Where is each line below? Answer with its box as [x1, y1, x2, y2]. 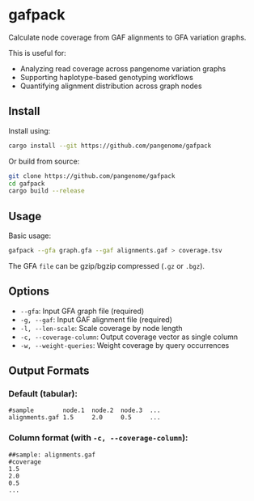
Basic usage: [8, 231, 52, 240]
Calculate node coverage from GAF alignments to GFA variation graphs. [8, 32, 247, 42]
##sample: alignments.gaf [8, 451, 95, 459]
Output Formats [8, 364, 90, 378]
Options [8, 285, 50, 299]
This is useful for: [8, 48, 66, 57]
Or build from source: [8, 156, 80, 166]
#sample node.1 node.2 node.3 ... [8, 406, 161, 414]
